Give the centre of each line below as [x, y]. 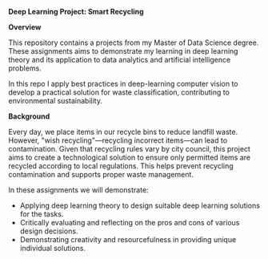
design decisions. [49, 231]
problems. [25, 68]
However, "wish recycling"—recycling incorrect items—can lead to [118, 140]
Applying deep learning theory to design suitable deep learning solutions [140, 205]
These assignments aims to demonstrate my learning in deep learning [123, 51]
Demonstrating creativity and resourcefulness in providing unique [128, 239]
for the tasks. [42, 214]
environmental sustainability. [55, 101]
